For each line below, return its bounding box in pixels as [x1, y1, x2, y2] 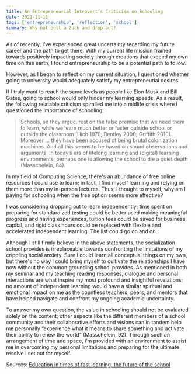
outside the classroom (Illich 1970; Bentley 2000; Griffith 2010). [20, 131, 172, 138]
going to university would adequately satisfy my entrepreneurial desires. [6, 77, 180, 84]
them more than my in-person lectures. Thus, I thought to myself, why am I [6, 185, 186, 193]
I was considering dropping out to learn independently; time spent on [6, 203, 173, 210]
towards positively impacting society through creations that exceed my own [6, 53, 189, 60]
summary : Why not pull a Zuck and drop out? [6, 25, 116, 31]
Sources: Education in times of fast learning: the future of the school [6, 361, 170, 368]
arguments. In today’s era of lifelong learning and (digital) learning [20, 150, 179, 157]
